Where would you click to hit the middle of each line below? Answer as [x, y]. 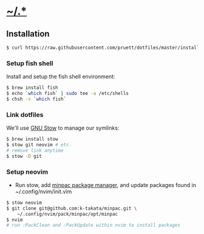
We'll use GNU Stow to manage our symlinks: [63, 128]
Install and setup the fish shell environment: [61, 77]
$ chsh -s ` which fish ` [36, 99]
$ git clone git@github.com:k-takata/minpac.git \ [72, 208]
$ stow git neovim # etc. [39, 144]
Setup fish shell [30, 63]
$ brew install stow [32, 139]
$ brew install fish [32, 88]
